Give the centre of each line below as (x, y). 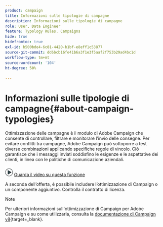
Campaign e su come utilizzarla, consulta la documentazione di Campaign (81, 214)
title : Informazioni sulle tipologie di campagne (57, 16)
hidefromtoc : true (24, 42)
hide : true (16, 37)
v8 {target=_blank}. (24, 219)
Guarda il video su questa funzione (50, 175)
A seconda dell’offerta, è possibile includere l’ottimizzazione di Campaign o (81, 184)
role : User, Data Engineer (33, 26)
